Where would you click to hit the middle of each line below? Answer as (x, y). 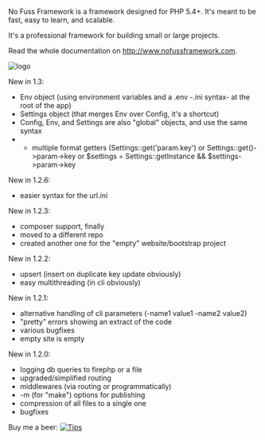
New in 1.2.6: (29, 180)
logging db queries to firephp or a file (81, 370)
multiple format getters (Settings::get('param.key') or (118, 148)
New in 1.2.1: (29, 298)
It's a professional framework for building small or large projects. (114, 35)
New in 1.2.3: (29, 211)
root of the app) (45, 105)
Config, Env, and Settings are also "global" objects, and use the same (134, 122)
